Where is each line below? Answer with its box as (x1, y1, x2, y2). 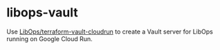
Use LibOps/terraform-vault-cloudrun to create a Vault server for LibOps (6, 27, 214, 36)
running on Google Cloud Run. (6, 34, 93, 42)
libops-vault (6, 5, 78, 21)
